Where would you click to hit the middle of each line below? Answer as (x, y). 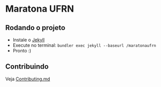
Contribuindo (27, 67)
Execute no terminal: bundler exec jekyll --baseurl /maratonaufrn (84, 45)
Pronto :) (22, 51)
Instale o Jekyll (29, 40)
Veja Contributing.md (28, 79)
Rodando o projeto (35, 28)
